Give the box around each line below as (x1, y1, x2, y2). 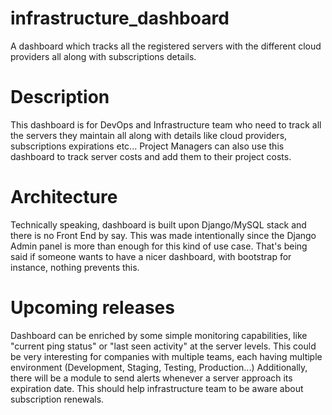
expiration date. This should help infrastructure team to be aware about (10, 382, 304, 394)
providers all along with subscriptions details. (10, 50, 197, 62)
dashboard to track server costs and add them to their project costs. (10, 150, 292, 162)
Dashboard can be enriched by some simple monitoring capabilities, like (10, 329, 308, 341)
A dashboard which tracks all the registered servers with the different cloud (10, 40, 322, 52)
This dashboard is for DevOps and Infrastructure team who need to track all (10, 118, 322, 131)
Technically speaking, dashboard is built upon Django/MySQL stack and (10, 218, 307, 231)
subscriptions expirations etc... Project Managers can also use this (10, 140, 285, 152)
